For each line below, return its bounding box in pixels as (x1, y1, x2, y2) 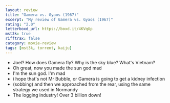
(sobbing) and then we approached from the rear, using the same (12, 81, 151, 87)
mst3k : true (5, 31, 31, 36)
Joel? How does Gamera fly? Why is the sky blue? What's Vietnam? (12, 59, 155, 65)
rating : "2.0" (5, 21, 36, 27)
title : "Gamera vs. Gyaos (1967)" (5, 12, 79, 17)
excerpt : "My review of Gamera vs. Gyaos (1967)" (5, 17, 114, 22)
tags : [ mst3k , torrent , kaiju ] (5, 45, 72, 50)
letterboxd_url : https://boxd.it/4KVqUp (5, 27, 93, 32)
